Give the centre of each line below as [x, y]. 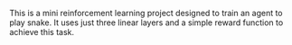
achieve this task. [42, 32]
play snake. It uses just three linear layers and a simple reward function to [146, 22]
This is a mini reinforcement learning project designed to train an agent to [146, 13]
